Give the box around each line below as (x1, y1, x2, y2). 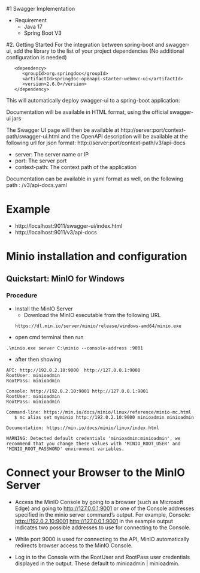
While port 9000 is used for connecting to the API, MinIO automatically (14, 535, 190, 542)
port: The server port (14, 157, 67, 164)
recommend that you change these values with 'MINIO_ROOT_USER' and (6, 441, 181, 447)
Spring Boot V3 (23, 29, 62, 37)
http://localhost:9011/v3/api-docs (14, 228, 97, 236)
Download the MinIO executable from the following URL (23, 311, 161, 318)
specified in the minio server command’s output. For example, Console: (14, 511, 191, 518)
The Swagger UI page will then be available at (6, 126, 120, 134)
